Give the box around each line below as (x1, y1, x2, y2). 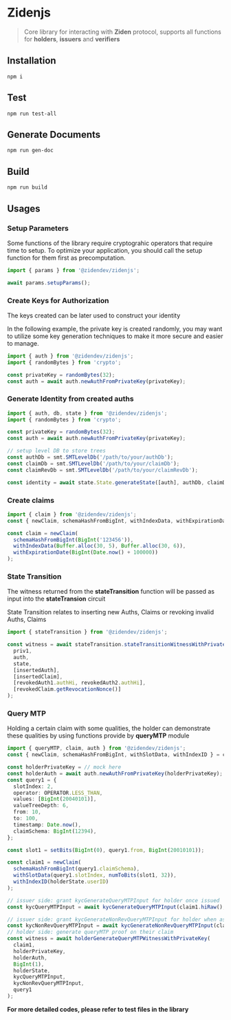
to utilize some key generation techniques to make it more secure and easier (7, 332, 223, 340)
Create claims (7, 495, 55, 505)
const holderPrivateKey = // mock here (7, 764, 122, 771)
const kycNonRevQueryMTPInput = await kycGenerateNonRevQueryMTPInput (7, 922, 214, 929)
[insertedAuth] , (13, 667, 60, 674)
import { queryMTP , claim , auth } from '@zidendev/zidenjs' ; (7, 745, 186, 752)
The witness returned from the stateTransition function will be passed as (7, 587, 215, 596)
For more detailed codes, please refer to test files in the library (7, 1005, 189, 1013)
